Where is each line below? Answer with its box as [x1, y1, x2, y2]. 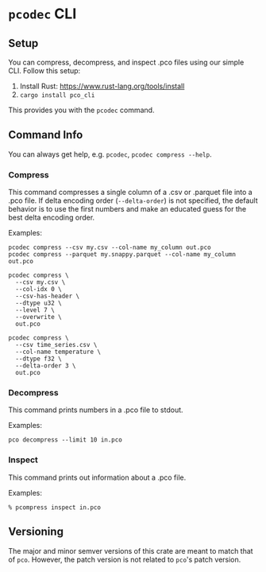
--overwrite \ [15, 313, 62, 321]
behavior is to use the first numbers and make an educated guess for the [8, 204, 247, 214]
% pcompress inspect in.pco [8, 503, 102, 512]
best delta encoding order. [8, 212, 95, 223]
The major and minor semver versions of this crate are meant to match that [8, 546, 253, 555]
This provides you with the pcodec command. [8, 105, 155, 115]
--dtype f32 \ [15, 355, 62, 363]
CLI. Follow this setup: [8, 66, 81, 76]
